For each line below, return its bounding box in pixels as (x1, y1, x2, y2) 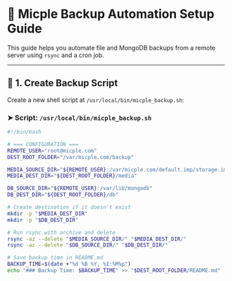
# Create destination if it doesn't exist (7, 204, 131, 211)
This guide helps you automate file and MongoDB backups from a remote (7, 43, 216, 52)
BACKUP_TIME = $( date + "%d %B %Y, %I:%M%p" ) (7, 261, 131, 268)
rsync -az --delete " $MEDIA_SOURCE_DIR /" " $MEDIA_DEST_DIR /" (7, 236, 187, 242)
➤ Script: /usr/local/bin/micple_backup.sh (7, 113, 152, 123)
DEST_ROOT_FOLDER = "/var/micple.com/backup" (7, 154, 135, 160)
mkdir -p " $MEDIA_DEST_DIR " (7, 210, 88, 217)
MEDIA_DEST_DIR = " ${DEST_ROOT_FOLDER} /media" (7, 172, 137, 180)
